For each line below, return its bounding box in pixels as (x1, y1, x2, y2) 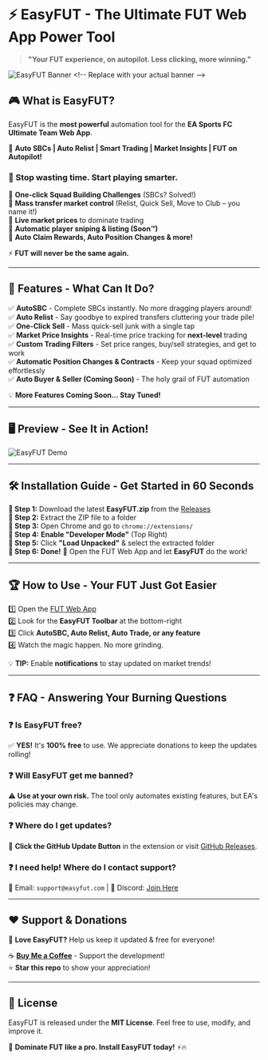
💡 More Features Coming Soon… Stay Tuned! (8, 390, 161, 400)
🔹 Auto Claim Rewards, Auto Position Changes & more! (8, 233, 193, 242)
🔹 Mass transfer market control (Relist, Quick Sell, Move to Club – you (8, 198, 241, 208)
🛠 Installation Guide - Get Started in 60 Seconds (8, 480, 254, 493)
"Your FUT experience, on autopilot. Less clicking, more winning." (27, 54, 251, 64)
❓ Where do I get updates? (8, 820, 112, 831)
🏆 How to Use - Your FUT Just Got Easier (8, 578, 217, 592)
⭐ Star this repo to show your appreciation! (8, 962, 151, 972)
